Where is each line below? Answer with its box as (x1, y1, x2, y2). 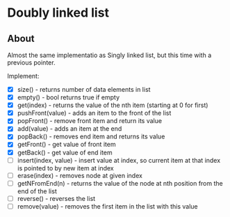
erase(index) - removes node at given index (17, 171, 142, 179)
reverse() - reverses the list (17, 194, 96, 202)
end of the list (17, 186, 57, 195)
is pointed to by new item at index (17, 163, 115, 172)
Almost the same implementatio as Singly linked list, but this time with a (7, 51, 212, 59)
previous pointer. (7, 58, 56, 67)
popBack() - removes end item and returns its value (17, 132, 165, 140)
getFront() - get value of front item (17, 140, 116, 149)
